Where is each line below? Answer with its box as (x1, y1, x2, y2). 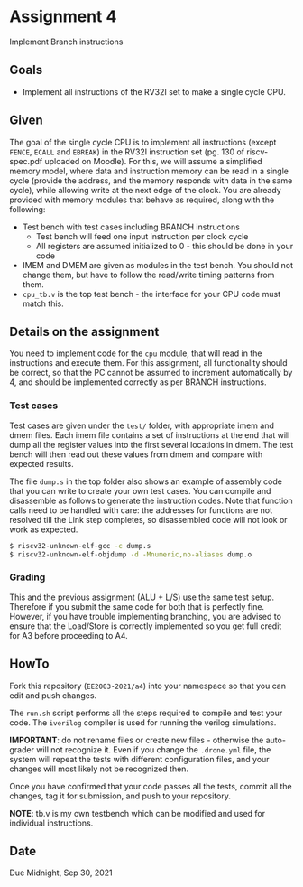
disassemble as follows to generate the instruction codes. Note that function (9, 495, 293, 506)
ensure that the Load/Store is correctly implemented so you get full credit (9, 621, 282, 631)
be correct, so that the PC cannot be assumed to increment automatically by (9, 368, 293, 378)
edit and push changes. (9, 689, 97, 701)
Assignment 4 (9, 6, 117, 27)
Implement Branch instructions (9, 36, 124, 47)
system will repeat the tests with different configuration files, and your (9, 753, 270, 764)
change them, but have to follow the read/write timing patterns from (22, 269, 275, 280)
